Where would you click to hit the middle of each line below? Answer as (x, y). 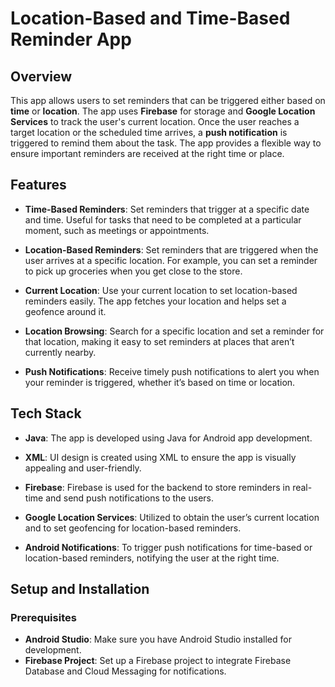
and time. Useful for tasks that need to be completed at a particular (163, 219)
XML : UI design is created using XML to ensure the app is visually (160, 457)
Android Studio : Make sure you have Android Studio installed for (158, 639)
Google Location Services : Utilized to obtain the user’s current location (172, 517)
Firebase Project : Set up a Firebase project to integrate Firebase (158, 661)
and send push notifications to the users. (129, 498)
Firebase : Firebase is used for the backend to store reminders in (157, 487)
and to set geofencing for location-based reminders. (133, 528)
